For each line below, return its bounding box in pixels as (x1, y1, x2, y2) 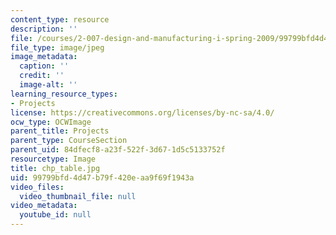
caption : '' (19, 61, 70, 71)
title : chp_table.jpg (10, 163, 101, 173)
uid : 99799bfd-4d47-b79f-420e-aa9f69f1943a (10, 172, 195, 183)
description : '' (10, 24, 78, 34)
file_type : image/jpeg (10, 42, 105, 53)
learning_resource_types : (10, 89, 118, 99)
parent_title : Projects (10, 126, 110, 136)
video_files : (10, 182, 65, 192)
